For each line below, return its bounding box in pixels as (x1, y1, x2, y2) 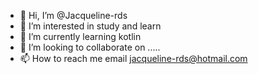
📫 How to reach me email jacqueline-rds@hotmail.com (19, 53, 248, 64)
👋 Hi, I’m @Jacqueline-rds (19, 10, 128, 21)
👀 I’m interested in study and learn (19, 20, 162, 32)
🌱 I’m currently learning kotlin (19, 31, 142, 42)
